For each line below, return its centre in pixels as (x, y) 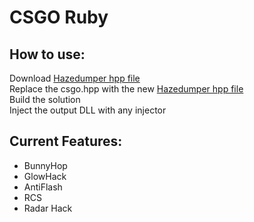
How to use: (47, 54)
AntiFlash (43, 187)
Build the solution (45, 99)
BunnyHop (45, 165)
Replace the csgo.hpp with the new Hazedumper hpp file (126, 89)
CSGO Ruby (59, 17)
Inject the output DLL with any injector (88, 110)
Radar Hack (48, 208)
